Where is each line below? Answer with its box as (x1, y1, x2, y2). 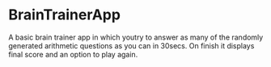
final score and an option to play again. (8, 49, 138, 59)
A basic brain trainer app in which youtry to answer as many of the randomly (8, 32, 264, 42)
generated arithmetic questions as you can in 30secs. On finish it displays (8, 40, 255, 50)
